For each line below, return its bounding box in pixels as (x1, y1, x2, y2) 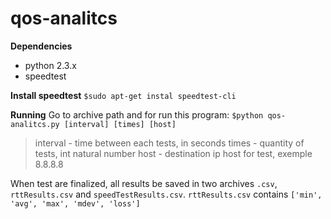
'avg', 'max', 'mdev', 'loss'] (10, 198, 141, 209)
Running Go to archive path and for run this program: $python (10, 108, 264, 121)
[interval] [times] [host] (63, 119, 177, 129)
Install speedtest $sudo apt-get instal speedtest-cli (10, 89, 237, 101)
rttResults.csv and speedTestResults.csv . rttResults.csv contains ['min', (10, 188, 323, 200)
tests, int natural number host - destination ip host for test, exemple (34, 147, 313, 159)
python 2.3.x (24, 59, 77, 71)
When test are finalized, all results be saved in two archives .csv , (10, 177, 278, 189)
